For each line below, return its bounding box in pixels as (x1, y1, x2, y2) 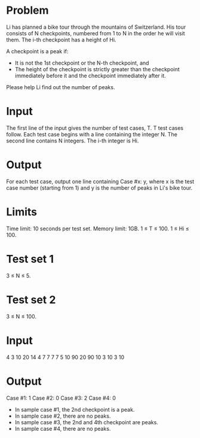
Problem (6, 4, 49, 17)
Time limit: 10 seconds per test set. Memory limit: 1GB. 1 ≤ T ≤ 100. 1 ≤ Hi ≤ (6, 225, 189, 232)
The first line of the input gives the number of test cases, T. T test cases (6, 124, 184, 132)
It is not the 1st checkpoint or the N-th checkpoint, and (14, 59, 149, 66)
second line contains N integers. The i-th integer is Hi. (6, 137, 139, 144)
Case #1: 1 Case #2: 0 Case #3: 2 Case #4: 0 (6, 394, 116, 401)
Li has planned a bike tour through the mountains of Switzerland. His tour (6, 23, 186, 31)
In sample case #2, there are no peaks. (14, 412, 111, 419)
